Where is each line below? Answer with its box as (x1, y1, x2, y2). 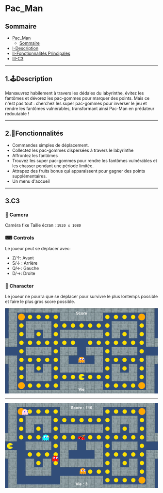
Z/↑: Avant (12, 255, 34, 261)
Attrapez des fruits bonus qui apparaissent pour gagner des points (12, 168, 146, 174)
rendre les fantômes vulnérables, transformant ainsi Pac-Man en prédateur (5, 105, 155, 111)
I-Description (12, 46, 39, 51)
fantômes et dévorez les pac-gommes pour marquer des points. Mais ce (5, 95, 150, 101)
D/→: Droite (12, 270, 35, 276)
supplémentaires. (12, 173, 47, 179)
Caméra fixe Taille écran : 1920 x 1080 (5, 223, 81, 228)
